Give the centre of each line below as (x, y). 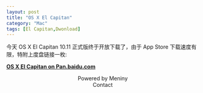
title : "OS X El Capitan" (39, 18)
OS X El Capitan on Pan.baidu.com (51, 67)
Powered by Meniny (103, 78)
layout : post (23, 12)
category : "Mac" (27, 23)
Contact (103, 85)
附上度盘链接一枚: (45, 55)
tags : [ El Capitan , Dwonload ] (43, 29)
